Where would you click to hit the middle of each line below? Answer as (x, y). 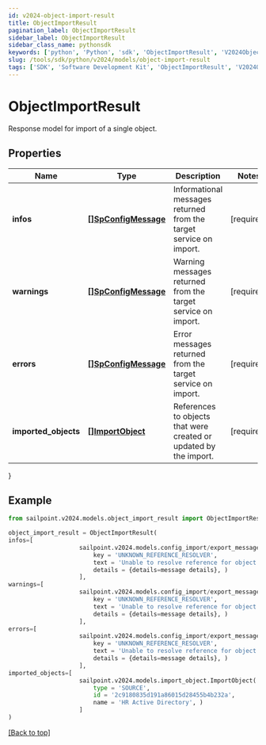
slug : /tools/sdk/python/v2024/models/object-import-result (110, 60)
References (194, 406)
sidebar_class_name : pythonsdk (60, 45)
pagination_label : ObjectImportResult (72, 30)
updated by (194, 446)
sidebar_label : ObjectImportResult (67, 38)
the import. (194, 455)
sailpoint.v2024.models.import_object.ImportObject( (168, 680)
